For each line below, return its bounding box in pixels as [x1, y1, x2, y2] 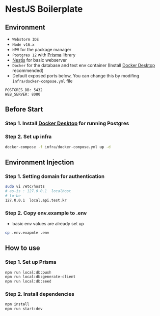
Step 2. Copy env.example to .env [5, 210, 87, 216]
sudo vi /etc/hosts [5, 184, 45, 189]
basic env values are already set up [12, 220, 84, 226]
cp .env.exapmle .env [5, 230, 50, 235]
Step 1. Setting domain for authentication [5, 173, 105, 179]
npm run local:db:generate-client [5, 275, 76, 280]
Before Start [5, 105, 43, 114]
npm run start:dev [5, 307, 43, 312]
